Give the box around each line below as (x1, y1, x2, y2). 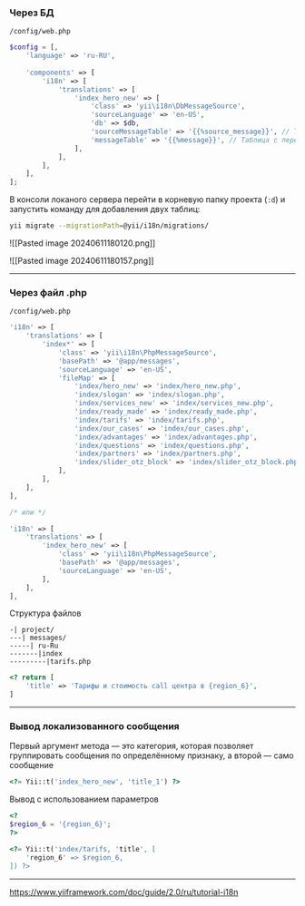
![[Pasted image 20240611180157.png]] (9, 256, 154, 267)
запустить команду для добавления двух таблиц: (9, 204, 201, 215)
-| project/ (9, 626, 54, 635)
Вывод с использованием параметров (9, 794, 159, 804)
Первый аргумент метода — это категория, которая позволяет (9, 741, 254, 752)
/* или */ (9, 508, 47, 517)
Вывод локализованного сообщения (9, 720, 180, 733)
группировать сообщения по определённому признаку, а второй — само (9, 750, 294, 761)
